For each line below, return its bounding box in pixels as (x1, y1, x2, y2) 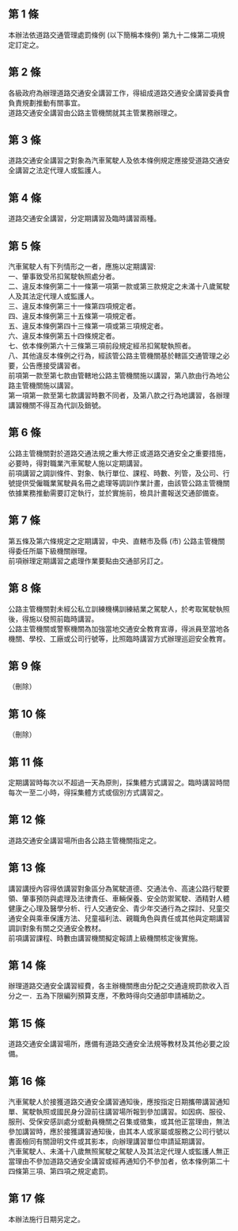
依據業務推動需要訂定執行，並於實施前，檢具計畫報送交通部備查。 (8, 488, 223, 497)
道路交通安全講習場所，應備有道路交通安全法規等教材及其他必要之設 (8, 1039, 230, 1049)
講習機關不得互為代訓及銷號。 (8, 401, 105, 410)
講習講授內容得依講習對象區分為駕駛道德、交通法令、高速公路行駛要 (8, 884, 230, 893)
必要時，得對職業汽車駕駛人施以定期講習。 (8, 458, 147, 468)
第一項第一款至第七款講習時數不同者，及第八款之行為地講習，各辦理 (8, 391, 230, 401)
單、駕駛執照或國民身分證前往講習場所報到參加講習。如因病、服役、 (8, 1107, 230, 1116)
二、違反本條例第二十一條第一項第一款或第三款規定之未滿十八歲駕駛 (8, 282, 230, 291)
